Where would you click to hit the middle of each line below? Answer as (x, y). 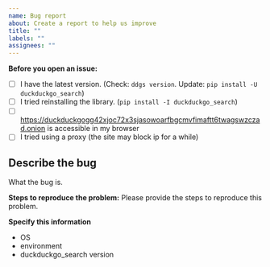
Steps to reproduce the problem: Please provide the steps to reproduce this (135, 198)
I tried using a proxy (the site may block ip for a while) (109, 137)
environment (41, 246)
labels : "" (27, 38)
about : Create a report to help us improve (83, 23)
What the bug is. (35, 183)
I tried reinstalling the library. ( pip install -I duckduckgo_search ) (129, 102)
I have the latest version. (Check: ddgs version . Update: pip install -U (139, 84)
